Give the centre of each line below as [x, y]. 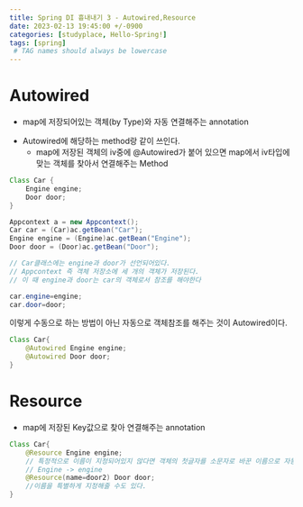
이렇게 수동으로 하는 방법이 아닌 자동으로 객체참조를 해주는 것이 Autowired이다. [149, 323]
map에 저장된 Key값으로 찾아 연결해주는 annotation [114, 427]
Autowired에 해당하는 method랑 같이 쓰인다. [101, 141]
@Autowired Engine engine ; [76, 349]
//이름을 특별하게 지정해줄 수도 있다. [86, 486]
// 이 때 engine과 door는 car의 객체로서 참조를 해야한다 [105, 280]
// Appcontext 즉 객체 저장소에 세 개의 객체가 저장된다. [105, 271]
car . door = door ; [38, 304]
